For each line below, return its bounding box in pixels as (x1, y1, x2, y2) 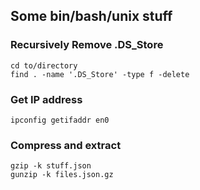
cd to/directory (10, 60, 78, 71)
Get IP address (10, 92, 83, 106)
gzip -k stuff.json (10, 161, 92, 171)
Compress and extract (10, 138, 122, 152)
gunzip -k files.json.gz (10, 170, 114, 180)
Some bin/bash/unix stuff (10, 8, 173, 25)
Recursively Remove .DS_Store (10, 38, 164, 52)
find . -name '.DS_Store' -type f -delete (10, 69, 190, 79)
